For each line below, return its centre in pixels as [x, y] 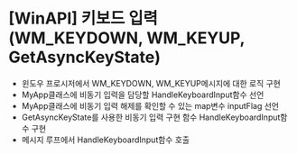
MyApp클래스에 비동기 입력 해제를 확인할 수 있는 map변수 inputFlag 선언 [150, 105]
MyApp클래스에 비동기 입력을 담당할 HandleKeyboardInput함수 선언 [143, 95]
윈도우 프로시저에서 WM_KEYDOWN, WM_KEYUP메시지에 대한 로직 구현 [151, 83]
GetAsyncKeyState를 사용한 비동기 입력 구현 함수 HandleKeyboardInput [151, 117]
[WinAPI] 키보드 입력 [84, 18]
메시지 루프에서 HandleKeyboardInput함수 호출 [106, 140]
